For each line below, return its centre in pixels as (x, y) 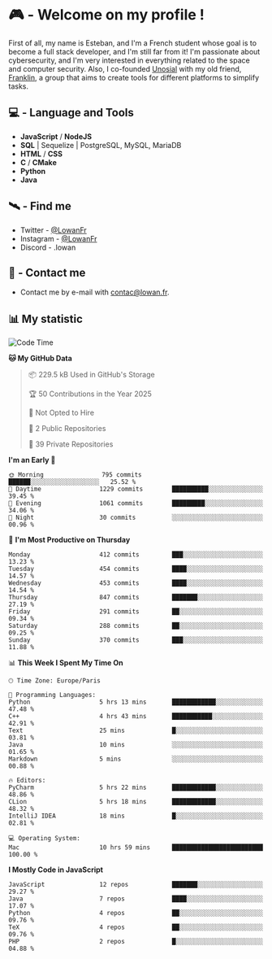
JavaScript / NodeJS (56, 136)
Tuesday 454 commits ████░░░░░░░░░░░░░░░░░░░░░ (136, 569)
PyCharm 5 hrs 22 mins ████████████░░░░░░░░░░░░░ (136, 788)
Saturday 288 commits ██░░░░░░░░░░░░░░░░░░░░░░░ (136, 626)
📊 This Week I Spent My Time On (66, 663)
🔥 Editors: (27, 781)
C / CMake (38, 162)
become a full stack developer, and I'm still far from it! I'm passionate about (134, 51)
